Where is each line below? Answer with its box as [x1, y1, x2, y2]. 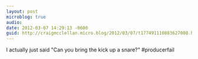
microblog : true [6, 14, 46, 20]
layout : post [6, 8, 38, 15]
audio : [6, 19, 22, 25]
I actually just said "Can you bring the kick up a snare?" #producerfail [6, 46, 175, 53]
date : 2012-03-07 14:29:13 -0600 [6, 25, 88, 31]
